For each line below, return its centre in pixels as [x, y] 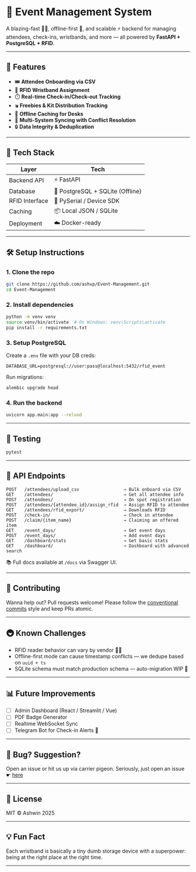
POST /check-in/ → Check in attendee [90, 515]
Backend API [27, 180]
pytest [14, 452]
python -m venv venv [31, 317]
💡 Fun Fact [26, 837]
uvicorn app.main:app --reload [44, 415]
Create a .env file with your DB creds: [51, 355]
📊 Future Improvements [51, 693]
